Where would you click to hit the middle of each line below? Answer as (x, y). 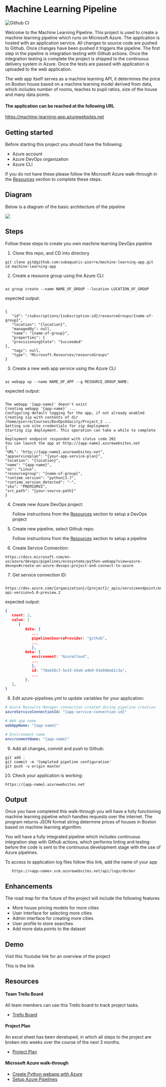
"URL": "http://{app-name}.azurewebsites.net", (55, 452)
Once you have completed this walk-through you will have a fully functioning (83, 812)
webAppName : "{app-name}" (32, 725)
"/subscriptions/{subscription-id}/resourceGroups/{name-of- (89, 316)
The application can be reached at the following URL (60, 106)
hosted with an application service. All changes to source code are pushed (81, 43)
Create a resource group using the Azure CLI (58, 275)
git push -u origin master (33, 766)
